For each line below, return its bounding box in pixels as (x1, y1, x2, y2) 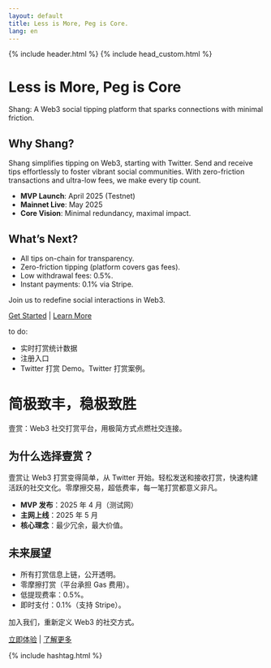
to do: (8, 326, 28, 336)
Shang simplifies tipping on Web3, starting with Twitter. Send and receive (8, 158, 253, 168)
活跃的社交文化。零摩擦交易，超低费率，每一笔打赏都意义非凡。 (8, 482, 222, 492)
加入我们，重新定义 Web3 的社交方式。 (8, 617, 140, 627)
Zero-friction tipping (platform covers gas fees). (19, 261, 181, 272)
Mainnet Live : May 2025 (19, 200, 103, 209)
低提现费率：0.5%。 (19, 589, 88, 599)
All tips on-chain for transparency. (19, 253, 135, 263)
